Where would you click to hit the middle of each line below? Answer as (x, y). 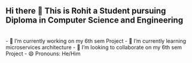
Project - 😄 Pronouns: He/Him (43, 53)
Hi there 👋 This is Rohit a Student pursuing (86, 11)
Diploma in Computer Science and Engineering (95, 21)
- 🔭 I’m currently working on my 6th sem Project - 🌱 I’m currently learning (96, 41)
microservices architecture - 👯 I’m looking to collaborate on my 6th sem (94, 47)
